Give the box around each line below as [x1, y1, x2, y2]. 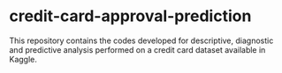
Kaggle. [9, 54, 38, 64]
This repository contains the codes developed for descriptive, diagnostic [9, 35, 274, 46]
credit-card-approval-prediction [9, 6, 252, 26]
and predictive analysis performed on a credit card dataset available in [9, 44, 266, 55]
